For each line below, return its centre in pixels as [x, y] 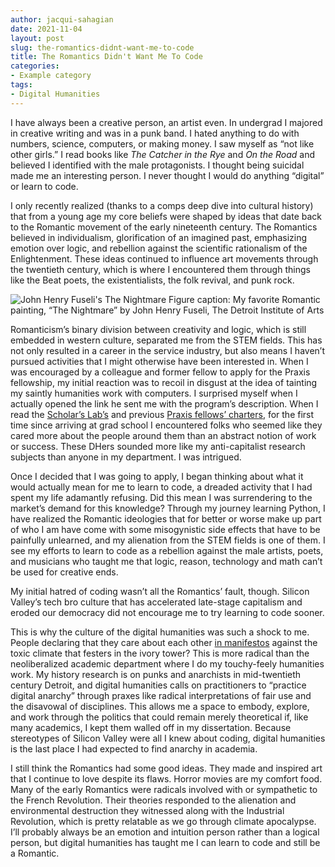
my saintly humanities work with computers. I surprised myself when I [154, 393]
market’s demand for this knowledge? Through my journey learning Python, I [168, 508]
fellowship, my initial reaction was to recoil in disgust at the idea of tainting [164, 382]
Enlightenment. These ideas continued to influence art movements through [164, 258]
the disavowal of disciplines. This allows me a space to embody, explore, [160, 706]
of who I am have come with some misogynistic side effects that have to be [165, 529]
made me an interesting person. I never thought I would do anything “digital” [167, 175]
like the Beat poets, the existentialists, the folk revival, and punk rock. [152, 280]
